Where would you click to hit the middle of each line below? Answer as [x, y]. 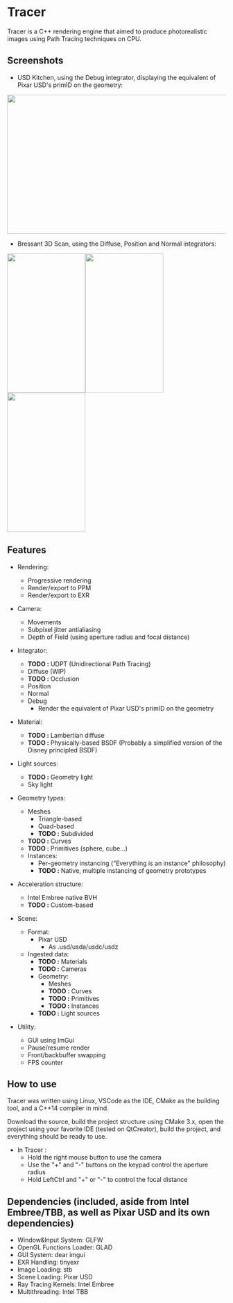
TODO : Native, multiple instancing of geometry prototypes [122, 870]
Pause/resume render [59, 1048]
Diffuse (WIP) [47, 671]
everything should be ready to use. [57, 1137]
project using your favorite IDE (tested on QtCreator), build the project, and [114, 1129]
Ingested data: [48, 954]
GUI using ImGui [51, 1040]
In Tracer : [32, 1150]
